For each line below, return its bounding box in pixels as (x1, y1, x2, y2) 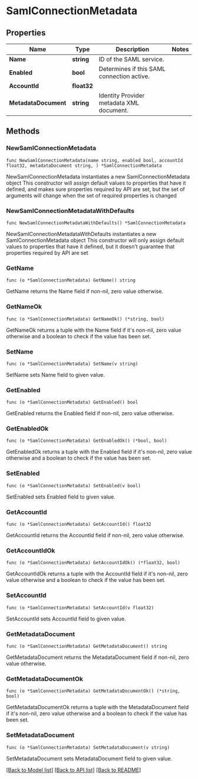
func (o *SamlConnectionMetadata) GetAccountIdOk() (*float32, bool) (6, 560, 181, 566)
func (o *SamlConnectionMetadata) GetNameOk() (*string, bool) (6, 316, 165, 322)
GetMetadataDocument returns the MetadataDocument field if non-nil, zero (6, 654, 190, 661)
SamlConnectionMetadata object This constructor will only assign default (6, 237, 184, 244)
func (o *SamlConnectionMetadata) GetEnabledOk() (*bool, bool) (6, 438, 167, 444)
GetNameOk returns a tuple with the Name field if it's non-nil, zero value (6, 327, 181, 334)
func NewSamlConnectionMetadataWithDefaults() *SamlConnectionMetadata (6, 220, 186, 226)
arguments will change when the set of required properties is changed (6, 192, 177, 199)
